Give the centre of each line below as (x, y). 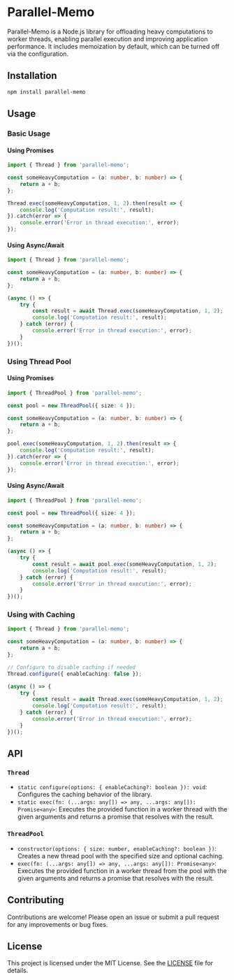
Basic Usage (29, 134)
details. (18, 971)
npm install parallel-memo (46, 92)
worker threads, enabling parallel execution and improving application (108, 38)
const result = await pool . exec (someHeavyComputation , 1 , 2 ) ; (125, 564)
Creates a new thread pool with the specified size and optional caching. (120, 856)
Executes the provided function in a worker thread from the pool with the (122, 870)
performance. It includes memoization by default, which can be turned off (114, 46)
